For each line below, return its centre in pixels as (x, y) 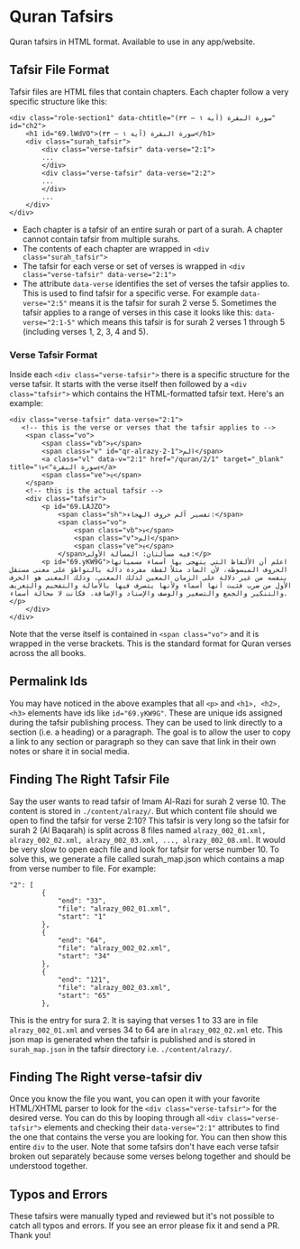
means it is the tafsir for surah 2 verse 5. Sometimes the (173, 302)
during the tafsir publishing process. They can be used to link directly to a (146, 722)
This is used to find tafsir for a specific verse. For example (130, 293)
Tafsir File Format (59, 70)
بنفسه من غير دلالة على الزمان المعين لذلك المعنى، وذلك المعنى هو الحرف (149, 578)
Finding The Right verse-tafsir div (106, 1077)
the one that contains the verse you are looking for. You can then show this (148, 1137)
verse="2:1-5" (49, 322)
